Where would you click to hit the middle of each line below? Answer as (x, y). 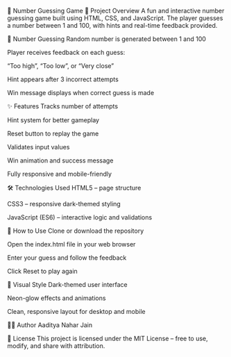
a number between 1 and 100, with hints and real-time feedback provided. (112, 25)
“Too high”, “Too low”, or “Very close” (61, 66)
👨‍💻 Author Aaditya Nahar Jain (50, 325)
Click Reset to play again (42, 271)
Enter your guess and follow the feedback (67, 258)
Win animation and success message (60, 160)
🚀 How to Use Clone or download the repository (76, 231)
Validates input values (38, 147)
